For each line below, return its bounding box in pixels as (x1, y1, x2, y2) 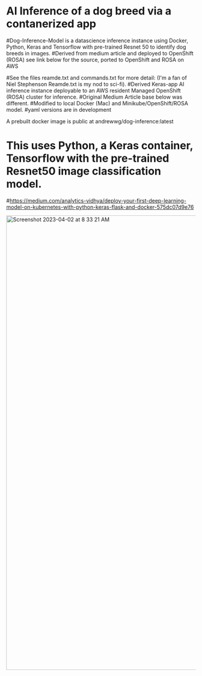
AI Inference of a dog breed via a (6, 4, 172, 18)
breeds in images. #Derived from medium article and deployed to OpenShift (6, 49, 194, 57)
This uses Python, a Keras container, (6, 139, 194, 153)
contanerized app (6, 17, 96, 31)
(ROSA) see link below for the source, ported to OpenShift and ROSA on (6, 56, 185, 63)
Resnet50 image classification (6, 164, 161, 178)
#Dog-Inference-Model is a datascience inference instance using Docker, (6, 37, 188, 44)
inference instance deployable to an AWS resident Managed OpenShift (6, 87, 182, 94)
